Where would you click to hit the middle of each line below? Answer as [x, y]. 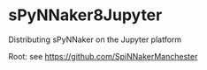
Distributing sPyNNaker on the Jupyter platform [95, 39]
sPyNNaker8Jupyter [85, 15]
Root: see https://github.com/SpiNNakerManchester [103, 56]
